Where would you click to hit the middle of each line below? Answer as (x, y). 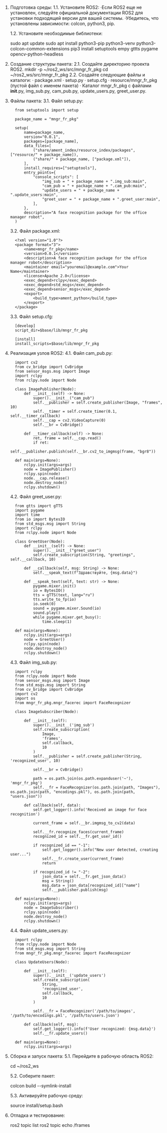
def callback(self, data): (52, 805)
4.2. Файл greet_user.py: (36, 497)
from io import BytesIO (40, 519)
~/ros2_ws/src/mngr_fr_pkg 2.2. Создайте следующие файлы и (78, 75)
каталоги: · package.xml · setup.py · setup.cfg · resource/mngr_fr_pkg (83, 80)
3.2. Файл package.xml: (35, 231)
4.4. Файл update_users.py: (39, 930)
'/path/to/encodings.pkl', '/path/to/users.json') (65, 1015)
